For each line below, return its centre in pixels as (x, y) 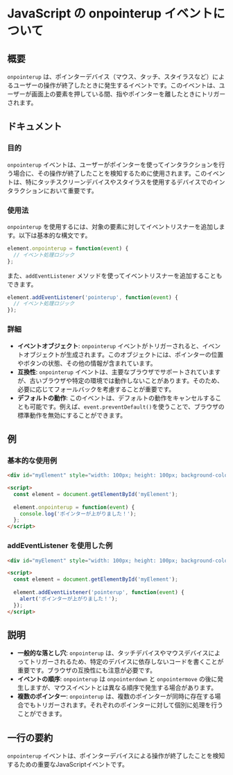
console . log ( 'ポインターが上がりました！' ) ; (78, 513)
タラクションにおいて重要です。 (53, 190)
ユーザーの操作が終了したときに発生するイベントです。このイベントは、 (116, 85)
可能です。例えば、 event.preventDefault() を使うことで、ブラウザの (127, 407)
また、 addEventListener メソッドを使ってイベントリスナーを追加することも (115, 275)
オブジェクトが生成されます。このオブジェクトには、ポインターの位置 (123, 355)
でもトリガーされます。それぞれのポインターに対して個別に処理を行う (123, 705)
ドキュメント (35, 127)
